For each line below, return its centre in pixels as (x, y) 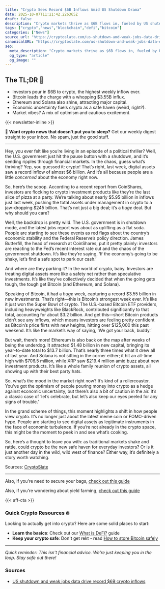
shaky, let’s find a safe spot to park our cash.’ (51, 259)
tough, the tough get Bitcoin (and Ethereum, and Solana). (63, 284)
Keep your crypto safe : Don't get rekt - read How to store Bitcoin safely (85, 538)
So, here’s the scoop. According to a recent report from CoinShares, (74, 187)
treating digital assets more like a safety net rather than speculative (73, 274)
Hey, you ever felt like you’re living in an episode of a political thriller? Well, (81, 151)
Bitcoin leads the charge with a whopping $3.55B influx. (69, 97)
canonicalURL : (20, 42)
